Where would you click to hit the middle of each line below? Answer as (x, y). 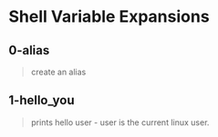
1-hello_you (42, 100)
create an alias (58, 72)
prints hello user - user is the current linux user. (120, 122)
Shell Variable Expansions (109, 17)
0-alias (29, 50)
